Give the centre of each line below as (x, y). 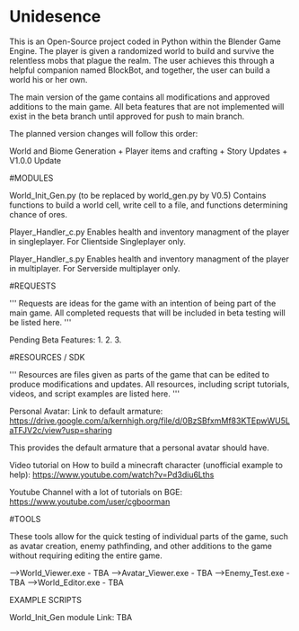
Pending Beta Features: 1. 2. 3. (66, 340)
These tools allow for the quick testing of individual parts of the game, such (149, 536)
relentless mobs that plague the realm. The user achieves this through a (142, 60)
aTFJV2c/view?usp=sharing (61, 430)
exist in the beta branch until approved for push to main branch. (127, 116)
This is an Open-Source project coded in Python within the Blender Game (145, 41)
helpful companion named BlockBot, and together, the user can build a (140, 70)
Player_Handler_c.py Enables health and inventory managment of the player (149, 232)
